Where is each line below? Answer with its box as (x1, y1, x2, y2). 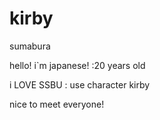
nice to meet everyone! (9, 98, 105, 110)
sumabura (9, 40, 51, 52)
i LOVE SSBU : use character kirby (9, 78, 151, 91)
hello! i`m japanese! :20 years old (9, 59, 146, 71)
